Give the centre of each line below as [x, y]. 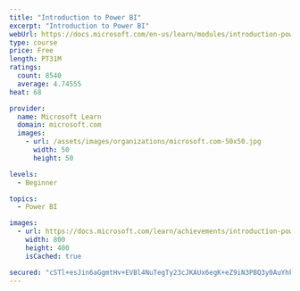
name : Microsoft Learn [59, 117]
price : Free [31, 51]
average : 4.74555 [50, 84]
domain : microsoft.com [59, 125]
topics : [24, 199]
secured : [25, 272]
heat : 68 [25, 92]
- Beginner [37, 183]
